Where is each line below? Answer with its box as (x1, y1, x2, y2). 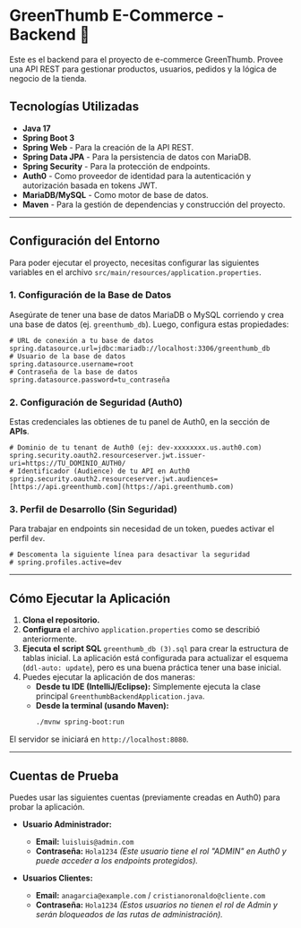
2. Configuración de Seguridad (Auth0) (9, 396, 184, 408)
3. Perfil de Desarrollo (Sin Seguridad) (9, 503, 177, 516)
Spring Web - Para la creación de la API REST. (21, 142, 194, 152)
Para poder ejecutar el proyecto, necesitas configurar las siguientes (9, 257, 260, 268)
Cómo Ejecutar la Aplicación (9, 590, 171, 606)
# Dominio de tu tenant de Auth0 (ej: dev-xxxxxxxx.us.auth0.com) (9, 443, 262, 452)
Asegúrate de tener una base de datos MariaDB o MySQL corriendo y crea (9, 309, 285, 320)
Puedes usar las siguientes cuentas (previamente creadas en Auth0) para (9, 792, 280, 803)
